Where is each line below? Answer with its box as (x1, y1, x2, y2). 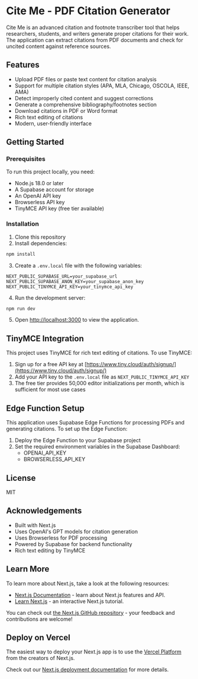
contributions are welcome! (6, 615, 73, 623)
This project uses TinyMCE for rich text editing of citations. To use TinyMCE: (6, 349, 193, 357)
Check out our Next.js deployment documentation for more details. (6, 666, 169, 673)
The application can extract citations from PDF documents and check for (6, 36, 183, 43)
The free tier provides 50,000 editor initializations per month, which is (14, 380, 185, 387)
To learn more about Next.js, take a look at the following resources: (6, 580, 170, 587)
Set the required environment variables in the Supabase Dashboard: (14, 443, 180, 450)
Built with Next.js (14, 521, 56, 529)
